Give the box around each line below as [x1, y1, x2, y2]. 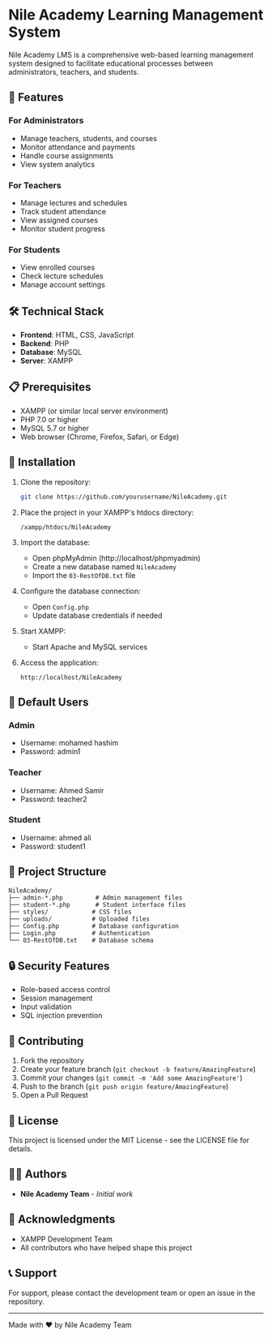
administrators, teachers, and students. [8, 67, 139, 76]
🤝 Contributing [8, 1034, 84, 1048]
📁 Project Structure [8, 865, 107, 878]
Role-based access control [19, 985, 111, 995]
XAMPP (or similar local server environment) [19, 406, 168, 416]
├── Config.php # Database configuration [8, 921, 180, 930]
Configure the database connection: [19, 586, 141, 596]
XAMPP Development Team [19, 1234, 113, 1244]
